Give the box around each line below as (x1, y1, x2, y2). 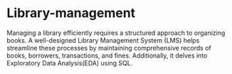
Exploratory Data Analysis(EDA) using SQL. (6, 58, 133, 67)
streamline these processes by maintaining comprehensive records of (6, 43, 211, 52)
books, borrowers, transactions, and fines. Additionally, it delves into (6, 51, 208, 60)
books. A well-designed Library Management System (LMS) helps (6, 36, 200, 44)
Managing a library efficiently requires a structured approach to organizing (6, 28, 226, 37)
